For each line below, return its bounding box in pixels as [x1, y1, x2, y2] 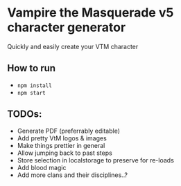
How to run [7, 62, 56, 74]
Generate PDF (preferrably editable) [17, 127, 120, 135]
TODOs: [7, 109, 42, 120]
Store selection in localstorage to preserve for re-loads [17, 156, 175, 164]
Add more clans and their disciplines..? [17, 171, 128, 179]
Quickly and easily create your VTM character [7, 42, 139, 50]
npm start [17, 89, 46, 96]
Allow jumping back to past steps [17, 149, 112, 157]
